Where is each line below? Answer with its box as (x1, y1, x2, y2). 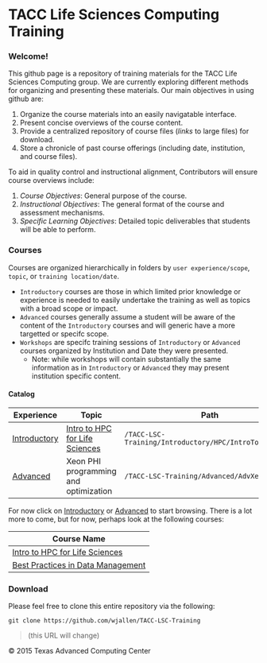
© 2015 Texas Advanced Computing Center (8, 646, 151, 656)
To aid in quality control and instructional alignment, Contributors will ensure (8, 167, 258, 176)
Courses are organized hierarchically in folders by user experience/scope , (8, 262, 250, 272)
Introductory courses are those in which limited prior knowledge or (19, 286, 241, 296)
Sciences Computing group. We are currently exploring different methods (8, 77, 249, 87)
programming (66, 465, 117, 476)
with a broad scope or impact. (19, 304, 118, 313)
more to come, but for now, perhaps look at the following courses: (8, 514, 224, 524)
